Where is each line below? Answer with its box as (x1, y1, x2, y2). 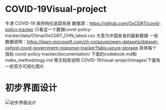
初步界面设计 (5, 82, 58, 94)
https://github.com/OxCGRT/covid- (89, 20, 161, 26)
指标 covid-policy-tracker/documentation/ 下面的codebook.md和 (5, 51, 137, 57)
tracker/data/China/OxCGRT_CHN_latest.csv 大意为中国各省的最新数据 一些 (5, 32, 159, 38)
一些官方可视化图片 (5, 63, 44, 69)
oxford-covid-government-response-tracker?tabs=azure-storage (5, 45, 138, 51)
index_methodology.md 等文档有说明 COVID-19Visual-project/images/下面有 (5, 57, 161, 63)
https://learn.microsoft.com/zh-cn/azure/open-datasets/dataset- (27, 38, 159, 45)
